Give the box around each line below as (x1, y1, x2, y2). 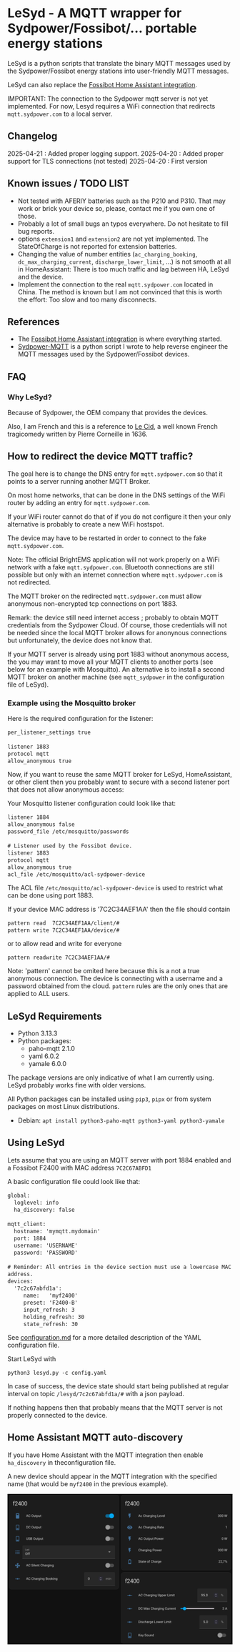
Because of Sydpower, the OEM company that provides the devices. (7, 409, 209, 417)
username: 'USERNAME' (14, 1242, 79, 1249)
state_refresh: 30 (23, 1320, 79, 1328)
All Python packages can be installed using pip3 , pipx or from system (7, 1095, 211, 1103)
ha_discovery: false (14, 1206, 75, 1213)
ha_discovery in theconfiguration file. (7, 1458, 116, 1466)
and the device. (17, 272, 64, 281)
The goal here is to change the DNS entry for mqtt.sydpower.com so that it (7, 469, 223, 478)
